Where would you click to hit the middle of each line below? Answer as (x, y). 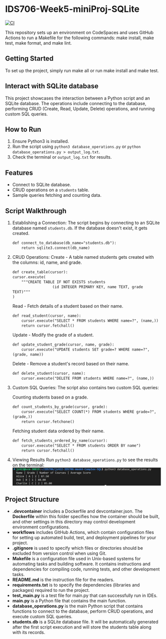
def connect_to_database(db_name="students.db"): (64, 243)
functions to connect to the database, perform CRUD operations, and (83, 611)
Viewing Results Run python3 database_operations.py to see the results (85, 460)
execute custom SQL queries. (42, 617)
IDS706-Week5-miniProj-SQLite (72, 9)
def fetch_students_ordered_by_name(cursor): (60, 441)
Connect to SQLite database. (42, 185)
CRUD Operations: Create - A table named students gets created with (83, 257)
